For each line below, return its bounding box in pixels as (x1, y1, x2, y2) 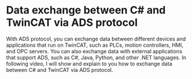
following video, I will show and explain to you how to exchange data (6, 60, 173, 67)
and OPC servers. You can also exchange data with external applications (6, 47, 183, 54)
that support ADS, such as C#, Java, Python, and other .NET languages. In (6, 54, 187, 61)
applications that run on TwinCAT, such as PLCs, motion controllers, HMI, (6, 42, 184, 49)
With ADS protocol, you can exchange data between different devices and (6, 35, 186, 42)
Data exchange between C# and (6, 4, 166, 17)
